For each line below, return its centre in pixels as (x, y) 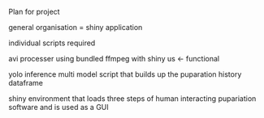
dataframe (26, 83)
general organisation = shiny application (76, 27)
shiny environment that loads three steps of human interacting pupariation (132, 99)
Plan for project (34, 12)
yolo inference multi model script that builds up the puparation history (125, 74)
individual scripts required (52, 43)
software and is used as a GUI (59, 107)
